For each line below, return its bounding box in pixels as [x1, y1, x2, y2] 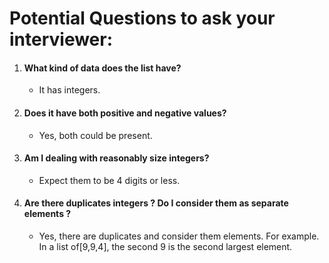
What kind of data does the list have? [23, 62, 182, 74]
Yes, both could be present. [38, 129, 153, 141]
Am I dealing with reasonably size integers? [23, 152, 210, 164]
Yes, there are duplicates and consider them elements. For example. [38, 230, 320, 242]
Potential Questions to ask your [9, 7, 276, 30]
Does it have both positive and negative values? [23, 107, 227, 119]
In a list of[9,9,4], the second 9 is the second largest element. [38, 241, 293, 252]
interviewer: [9, 28, 114, 51]
